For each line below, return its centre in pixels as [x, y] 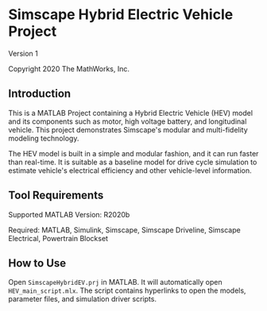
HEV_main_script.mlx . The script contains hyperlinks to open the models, [127, 290]
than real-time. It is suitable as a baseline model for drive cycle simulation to [133, 162]
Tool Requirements [56, 196]
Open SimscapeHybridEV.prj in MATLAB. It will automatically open [115, 282]
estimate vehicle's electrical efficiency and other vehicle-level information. [130, 170]
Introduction [40, 94]
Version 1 [23, 53]
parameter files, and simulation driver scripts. [83, 299]
